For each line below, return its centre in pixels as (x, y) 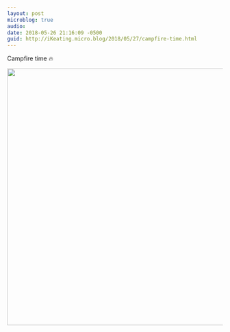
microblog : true (30, 20)
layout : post (26, 13)
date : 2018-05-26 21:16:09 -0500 (55, 33)
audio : (16, 26)
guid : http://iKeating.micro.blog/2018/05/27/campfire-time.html (102, 39)
